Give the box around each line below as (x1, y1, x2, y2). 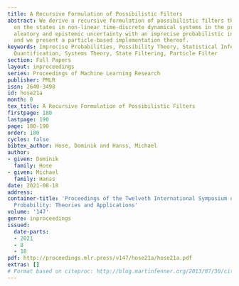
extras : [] (7, 261, 40, 268)
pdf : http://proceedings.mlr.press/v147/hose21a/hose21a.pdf (7, 255, 193, 262)
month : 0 (7, 97, 33, 104)
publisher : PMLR (7, 76, 55, 84)
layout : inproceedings (7, 63, 75, 70)
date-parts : (14, 228, 50, 235)
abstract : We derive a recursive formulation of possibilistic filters (7, 17, 224, 24)
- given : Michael (7, 168, 59, 176)
